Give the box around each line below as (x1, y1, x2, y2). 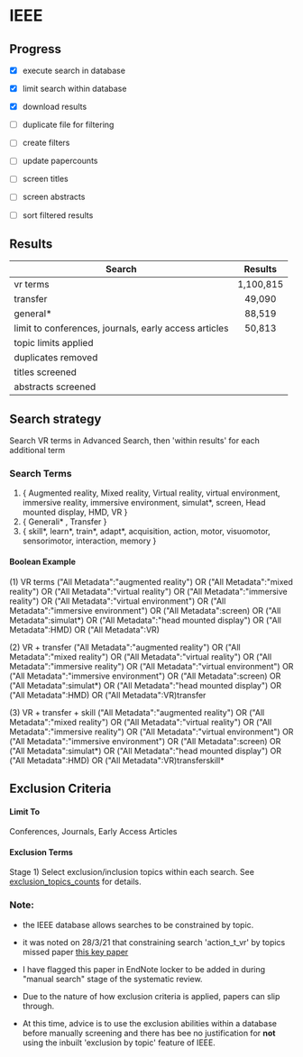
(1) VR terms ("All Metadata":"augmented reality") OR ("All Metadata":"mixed (9, 576, 293, 587)
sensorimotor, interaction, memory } (22, 535, 157, 546)
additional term (9, 445, 66, 456)
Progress (9, 41, 61, 57)
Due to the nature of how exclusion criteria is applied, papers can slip (22, 990, 280, 1001)
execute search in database (22, 65, 126, 76)
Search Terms (9, 468, 72, 480)
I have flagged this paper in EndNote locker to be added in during (22, 963, 266, 974)
